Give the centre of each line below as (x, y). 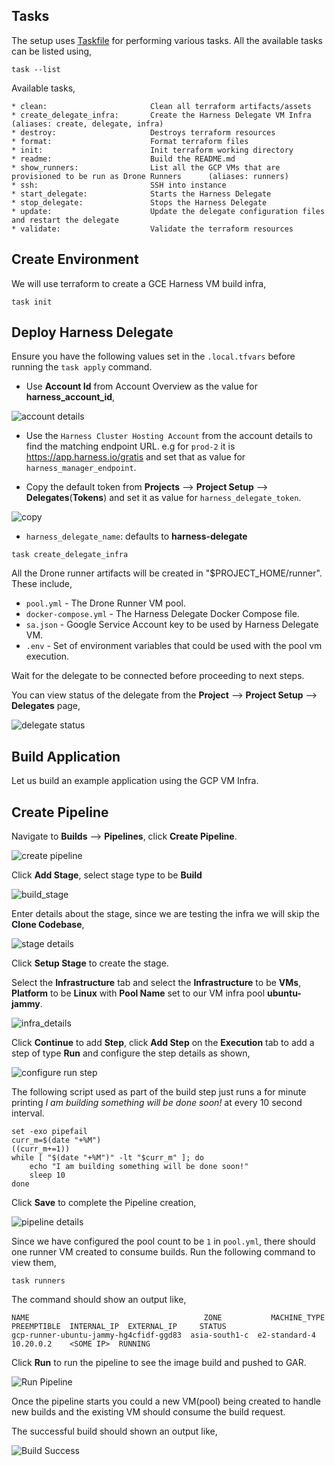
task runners (38, 1281)
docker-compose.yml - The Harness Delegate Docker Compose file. (162, 614)
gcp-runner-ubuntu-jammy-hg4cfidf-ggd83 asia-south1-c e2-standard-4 (163, 1335)
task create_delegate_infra (70, 555)
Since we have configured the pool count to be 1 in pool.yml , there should (163, 1241)
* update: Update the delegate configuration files (168, 211)
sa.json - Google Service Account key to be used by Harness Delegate (172, 625)
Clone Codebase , (48, 925)
